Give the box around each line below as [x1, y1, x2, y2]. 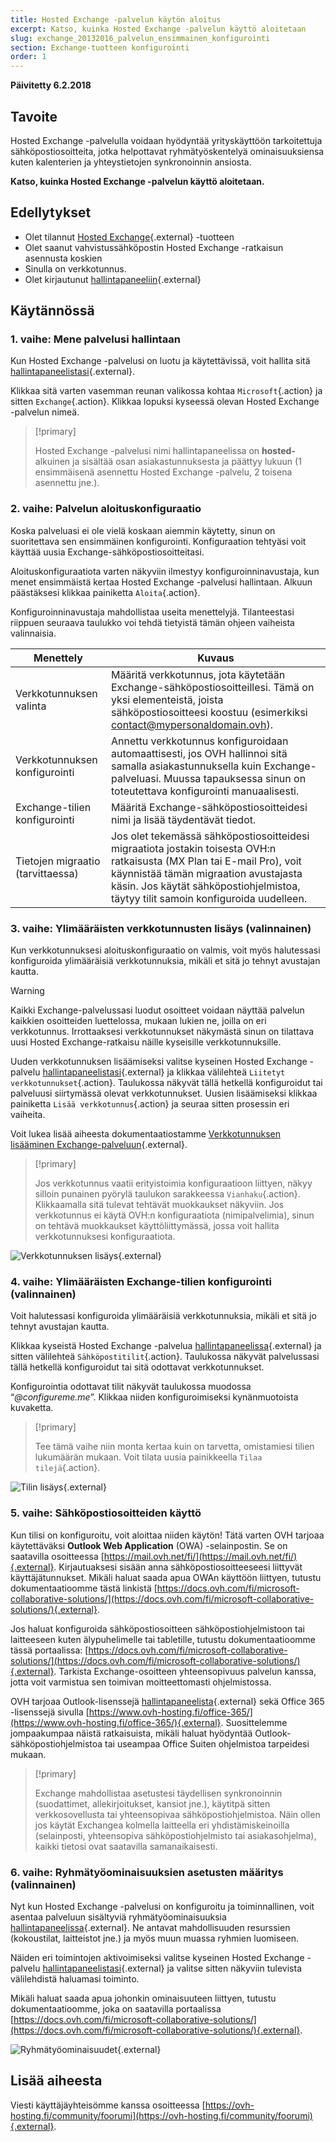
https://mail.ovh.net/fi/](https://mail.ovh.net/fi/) [103, 1550, 298, 1562]
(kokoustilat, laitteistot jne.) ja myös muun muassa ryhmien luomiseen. [10, 1932, 299, 1944]
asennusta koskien [24, 252, 103, 264]
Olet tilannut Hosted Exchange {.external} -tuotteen [24, 231, 235, 243]
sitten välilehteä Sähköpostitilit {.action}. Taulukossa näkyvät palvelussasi [10, 1351, 320, 1363]
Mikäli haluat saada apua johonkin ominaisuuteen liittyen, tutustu [10, 1992, 277, 2004]
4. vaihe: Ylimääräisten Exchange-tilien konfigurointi [10, 1274, 272, 1288]
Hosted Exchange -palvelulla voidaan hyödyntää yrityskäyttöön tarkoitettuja [10, 134, 323, 146]
